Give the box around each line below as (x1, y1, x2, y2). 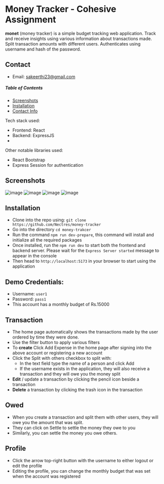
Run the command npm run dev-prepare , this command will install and (12, 232, 154, 238)
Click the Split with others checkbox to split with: (12, 355, 112, 361)
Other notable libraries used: (5, 147, 63, 153)
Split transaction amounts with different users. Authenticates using (5, 41, 141, 47)
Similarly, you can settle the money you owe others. (12, 430, 118, 436)
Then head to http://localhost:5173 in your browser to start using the (12, 258, 157, 264)
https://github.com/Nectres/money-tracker (12, 222, 101, 227)
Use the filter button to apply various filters (12, 339, 100, 345)
